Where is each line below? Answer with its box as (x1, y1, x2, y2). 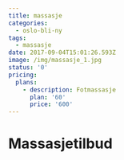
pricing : (8, 71, 38, 79)
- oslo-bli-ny (15, 26, 62, 34)
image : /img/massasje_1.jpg (8, 57, 102, 64)
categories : (8, 19, 48, 27)
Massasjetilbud (8, 135, 114, 153)
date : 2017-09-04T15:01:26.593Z (8, 49, 116, 57)
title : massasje (8, 11, 62, 20)
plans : (15, 78, 38, 86)
